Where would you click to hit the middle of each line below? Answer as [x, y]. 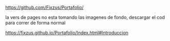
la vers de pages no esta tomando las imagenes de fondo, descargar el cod [85, 17]
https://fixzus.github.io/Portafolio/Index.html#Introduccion [67, 33]
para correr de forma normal [35, 23]
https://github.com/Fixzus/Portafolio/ [44, 7]
